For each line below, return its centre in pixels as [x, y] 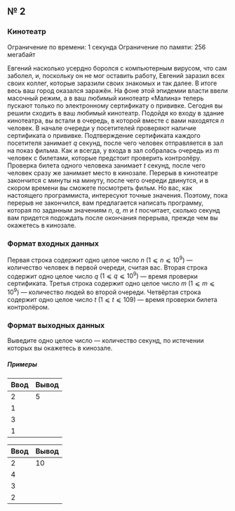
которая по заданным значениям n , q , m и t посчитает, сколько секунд [114, 210]
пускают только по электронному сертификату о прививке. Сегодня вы [115, 106]
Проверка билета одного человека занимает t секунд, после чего [106, 165]
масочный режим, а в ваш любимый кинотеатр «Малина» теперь [106, 98]
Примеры [22, 364]
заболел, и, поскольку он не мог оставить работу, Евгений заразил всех [116, 75]
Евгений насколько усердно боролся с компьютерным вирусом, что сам [117, 68]
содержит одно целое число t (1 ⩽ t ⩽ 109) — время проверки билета [112, 299]
